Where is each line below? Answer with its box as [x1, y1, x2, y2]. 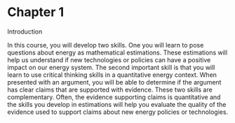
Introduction [7, 27, 43, 36]
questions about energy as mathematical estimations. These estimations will [7, 48, 228, 57]
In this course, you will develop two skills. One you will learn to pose [7, 41, 204, 49]
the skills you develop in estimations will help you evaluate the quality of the [7, 100, 227, 108]
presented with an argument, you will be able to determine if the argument [7, 78, 222, 86]
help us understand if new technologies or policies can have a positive [7, 55, 211, 64]
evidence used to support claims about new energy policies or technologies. [7, 108, 229, 116]
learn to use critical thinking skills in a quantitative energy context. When [7, 71, 217, 79]
